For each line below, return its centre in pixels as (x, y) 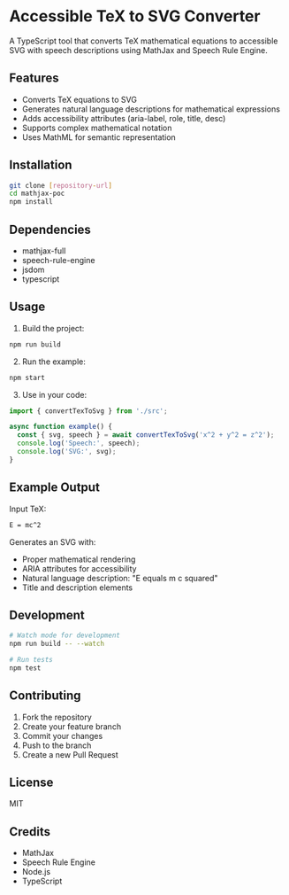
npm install (31, 202)
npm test (25, 668)
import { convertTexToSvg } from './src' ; (88, 411)
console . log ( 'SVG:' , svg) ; (67, 452)
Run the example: (54, 362)
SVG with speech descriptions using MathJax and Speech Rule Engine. (138, 50)
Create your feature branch (72, 726)
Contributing (45, 696)
